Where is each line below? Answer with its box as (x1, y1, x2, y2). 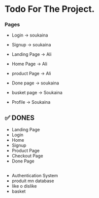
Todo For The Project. (4, 3, 95, 15)
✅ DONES (4, 114, 35, 122)
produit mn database (11, 178, 55, 184)
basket (11, 188, 26, 194)
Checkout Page (11, 153, 43, 159)
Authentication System (11, 172, 58, 178)
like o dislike (11, 183, 37, 189)
